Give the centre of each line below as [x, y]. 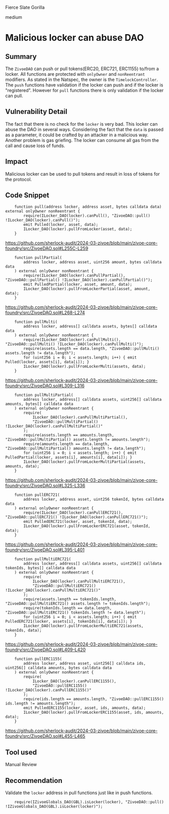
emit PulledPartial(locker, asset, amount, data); [78, 284]
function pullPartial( [38, 258]
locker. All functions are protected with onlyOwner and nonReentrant [75, 74]
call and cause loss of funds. [35, 146]
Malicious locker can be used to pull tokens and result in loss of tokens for [83, 174]
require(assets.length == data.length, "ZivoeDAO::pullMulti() [91, 349]
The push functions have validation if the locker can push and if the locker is [84, 85]
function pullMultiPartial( [44, 395]
